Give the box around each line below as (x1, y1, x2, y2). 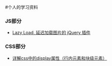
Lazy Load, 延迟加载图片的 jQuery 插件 (12, 30, 91, 36)
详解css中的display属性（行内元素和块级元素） (12, 55, 107, 61)
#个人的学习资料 (5, 4, 38, 10)
